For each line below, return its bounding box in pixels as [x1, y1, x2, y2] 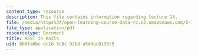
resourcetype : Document [6, 30, 65, 36]
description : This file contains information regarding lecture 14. [6, 14, 178, 20]
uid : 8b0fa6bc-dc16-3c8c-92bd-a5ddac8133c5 [6, 41, 115, 47]
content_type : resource [6, 8, 65, 15]
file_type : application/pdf [6, 24, 75, 31]
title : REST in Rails [6, 36, 60, 41]
